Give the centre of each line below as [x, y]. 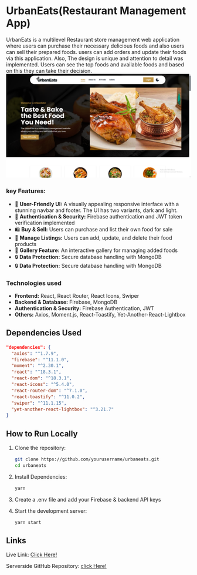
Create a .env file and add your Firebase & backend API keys [88, 499]
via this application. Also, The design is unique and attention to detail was [95, 58]
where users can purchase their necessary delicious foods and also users [95, 46]
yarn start [28, 522]
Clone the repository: [40, 448]
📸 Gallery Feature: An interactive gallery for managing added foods [96, 250]
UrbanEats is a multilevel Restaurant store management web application [93, 39]
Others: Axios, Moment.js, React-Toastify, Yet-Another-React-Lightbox [100, 315]
